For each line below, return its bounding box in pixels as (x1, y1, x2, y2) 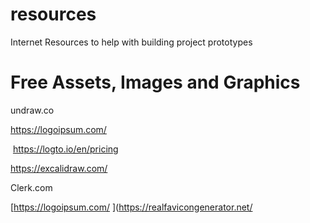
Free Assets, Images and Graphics (10, 71, 301, 94)
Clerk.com (10, 181, 53, 193)
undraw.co (10, 104, 55, 116)
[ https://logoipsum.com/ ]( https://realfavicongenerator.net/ (10, 201, 253, 213)
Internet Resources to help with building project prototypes (10, 36, 253, 48)
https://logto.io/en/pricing (12, 143, 119, 155)
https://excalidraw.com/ (10, 162, 108, 174)
